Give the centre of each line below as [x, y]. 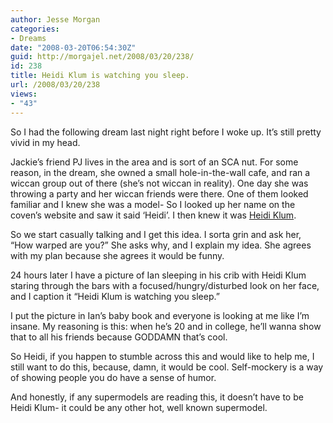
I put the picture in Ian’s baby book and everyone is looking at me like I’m [160, 315]
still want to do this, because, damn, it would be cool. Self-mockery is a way [167, 367]
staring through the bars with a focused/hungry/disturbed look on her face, [165, 285]
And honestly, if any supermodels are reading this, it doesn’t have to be [157, 397]
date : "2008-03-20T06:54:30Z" [73, 47]
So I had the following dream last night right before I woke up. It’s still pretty [166, 132]
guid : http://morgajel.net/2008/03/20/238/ [102, 57]
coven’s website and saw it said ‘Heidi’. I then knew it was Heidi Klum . [153, 215]
